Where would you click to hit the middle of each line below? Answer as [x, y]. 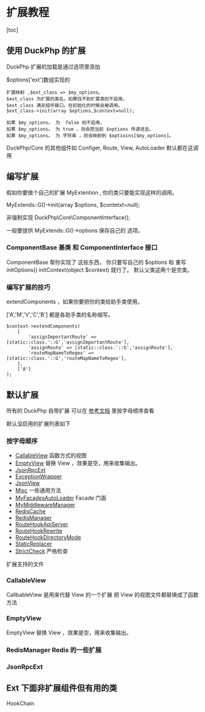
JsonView [27, 483]
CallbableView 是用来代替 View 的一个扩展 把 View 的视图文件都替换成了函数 [103, 594]
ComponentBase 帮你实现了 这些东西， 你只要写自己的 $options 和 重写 [96, 262]
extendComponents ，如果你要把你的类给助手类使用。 [75, 302]
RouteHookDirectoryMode [48, 538]
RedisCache [30, 511]
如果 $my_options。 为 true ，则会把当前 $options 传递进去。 [80, 129]
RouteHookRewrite [39, 531]
